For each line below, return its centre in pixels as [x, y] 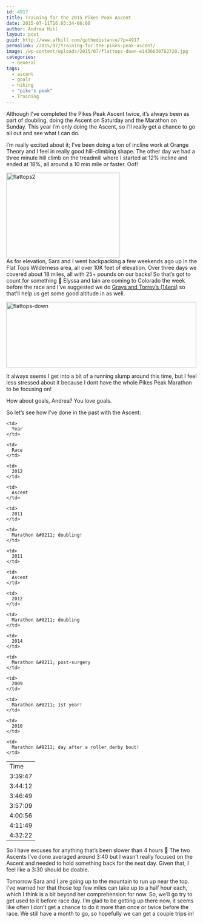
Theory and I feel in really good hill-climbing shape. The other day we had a [101, 151]
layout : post [23, 35]
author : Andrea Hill [32, 29]
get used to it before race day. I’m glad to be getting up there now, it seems [100, 901]
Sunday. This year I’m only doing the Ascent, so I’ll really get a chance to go [101, 126]
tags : [13, 68]
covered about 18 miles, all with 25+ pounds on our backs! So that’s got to [98, 274]
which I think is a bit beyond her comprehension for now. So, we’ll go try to [99, 894]
